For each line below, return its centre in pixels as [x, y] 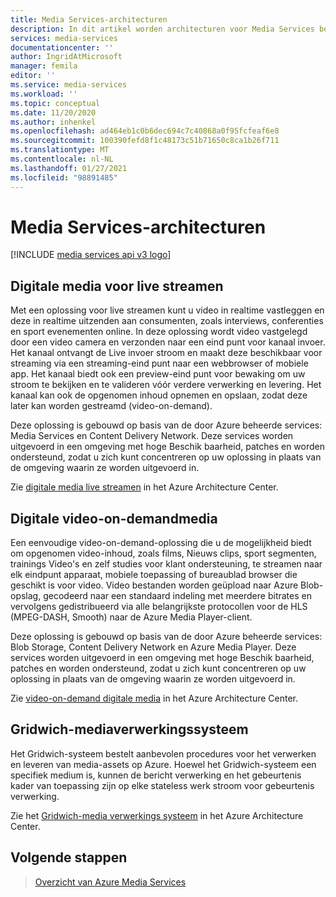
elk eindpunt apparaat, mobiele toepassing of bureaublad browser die [154, 575]
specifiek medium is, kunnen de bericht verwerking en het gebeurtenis [156, 775]
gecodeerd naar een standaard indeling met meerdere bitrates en [177, 596]
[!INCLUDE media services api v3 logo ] [91, 255]
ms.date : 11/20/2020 [53, 112]
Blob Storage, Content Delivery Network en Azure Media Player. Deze [153, 647]
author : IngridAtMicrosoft [66, 57]
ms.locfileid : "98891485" [64, 177]
